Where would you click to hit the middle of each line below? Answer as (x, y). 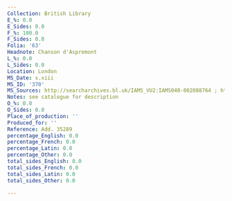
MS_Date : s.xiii (30, 78)
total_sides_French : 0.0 (43, 167)
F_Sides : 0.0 (26, 39)
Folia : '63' (24, 46)
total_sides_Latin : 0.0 (41, 174)
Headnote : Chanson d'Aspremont (52, 52)
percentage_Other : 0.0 (40, 155)
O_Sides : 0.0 (26, 110)
